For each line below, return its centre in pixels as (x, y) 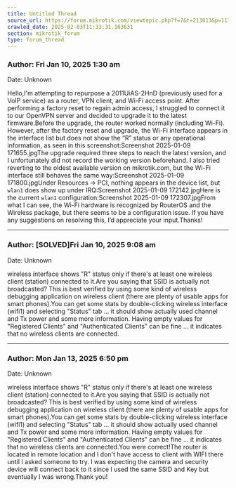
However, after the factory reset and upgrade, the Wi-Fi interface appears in (118, 131)
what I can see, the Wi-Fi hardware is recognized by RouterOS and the (109, 205)
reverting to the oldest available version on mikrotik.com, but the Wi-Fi (109, 168)
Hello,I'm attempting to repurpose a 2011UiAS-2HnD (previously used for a (115, 93)
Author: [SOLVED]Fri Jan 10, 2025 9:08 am (81, 245)
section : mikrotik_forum (44, 33)
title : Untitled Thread (42, 14)
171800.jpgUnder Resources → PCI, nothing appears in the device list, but (114, 183)
